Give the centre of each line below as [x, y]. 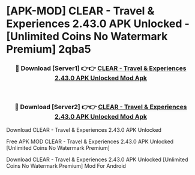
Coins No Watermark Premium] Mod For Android [66, 165]
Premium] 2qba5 [49, 49]
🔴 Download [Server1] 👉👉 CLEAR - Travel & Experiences [101, 68]
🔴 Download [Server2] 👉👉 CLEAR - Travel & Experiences [101, 107]
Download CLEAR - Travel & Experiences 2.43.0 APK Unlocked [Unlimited [97, 159]
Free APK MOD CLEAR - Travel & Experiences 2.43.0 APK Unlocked [90, 141]
